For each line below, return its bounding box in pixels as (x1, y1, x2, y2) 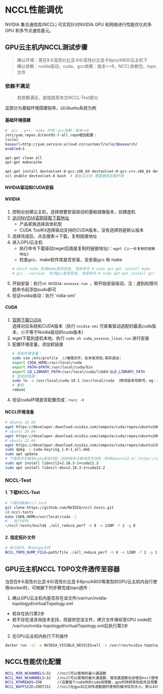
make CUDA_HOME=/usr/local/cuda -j (5, 514, 77, 519)
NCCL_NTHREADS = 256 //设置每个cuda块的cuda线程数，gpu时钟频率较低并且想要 (5, 680, 158, 685)
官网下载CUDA (12, 317, 42, 323)
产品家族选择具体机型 (19, 221, 62, 227)
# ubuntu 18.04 (5, 420, 36, 425)
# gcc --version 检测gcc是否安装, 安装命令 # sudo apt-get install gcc (12, 271, 155, 276)
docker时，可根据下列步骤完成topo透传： (9, 585, 92, 590)
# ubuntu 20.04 (5, 429, 36, 434)
